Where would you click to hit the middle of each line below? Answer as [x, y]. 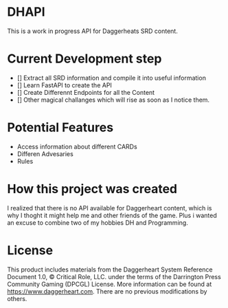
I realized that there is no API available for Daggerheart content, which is [110, 208]
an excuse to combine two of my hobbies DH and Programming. [98, 222]
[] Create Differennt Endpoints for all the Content [86, 92]
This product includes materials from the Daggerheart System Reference [110, 269]
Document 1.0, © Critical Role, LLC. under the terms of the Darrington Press [114, 276]
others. [17, 298]
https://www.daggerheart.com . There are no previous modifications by [107, 291]
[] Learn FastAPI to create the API [64, 85]
